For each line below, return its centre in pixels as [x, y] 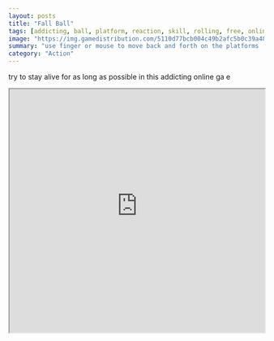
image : [19, 39]
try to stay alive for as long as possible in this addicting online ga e [120, 77]
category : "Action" [41, 54]
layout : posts [32, 16]
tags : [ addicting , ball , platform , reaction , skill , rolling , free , [126, 31]
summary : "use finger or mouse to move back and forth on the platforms [134, 46]
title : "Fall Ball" [41, 24]
